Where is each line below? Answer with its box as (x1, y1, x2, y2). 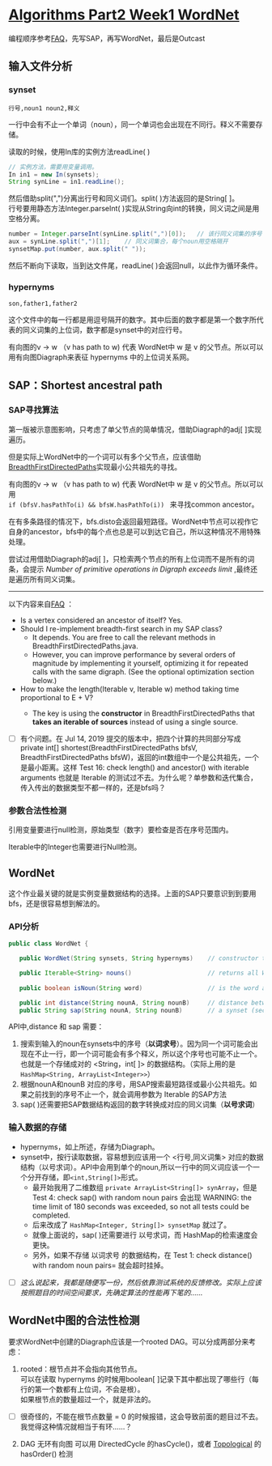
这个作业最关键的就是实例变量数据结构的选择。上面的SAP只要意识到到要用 (8, 889, 257, 899)
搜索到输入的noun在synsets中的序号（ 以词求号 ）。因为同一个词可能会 (19, 1039, 251, 1049)
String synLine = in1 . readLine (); (8, 178, 125, 186)
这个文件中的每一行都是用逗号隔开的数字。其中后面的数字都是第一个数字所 (8, 315, 257, 325)
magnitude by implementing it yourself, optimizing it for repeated (32, 658, 249, 668)
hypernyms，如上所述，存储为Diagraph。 (19, 1141, 159, 1151)
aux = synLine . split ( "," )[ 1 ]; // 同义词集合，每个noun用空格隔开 (8, 237, 228, 246)
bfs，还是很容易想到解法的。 (8, 899, 104, 908)
